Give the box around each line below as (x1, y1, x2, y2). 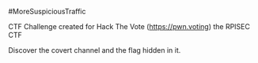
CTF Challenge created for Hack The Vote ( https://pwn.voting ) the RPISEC (8, 22, 251, 31)
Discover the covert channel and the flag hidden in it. (8, 46, 181, 54)
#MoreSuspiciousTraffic (8, 7, 86, 16)
